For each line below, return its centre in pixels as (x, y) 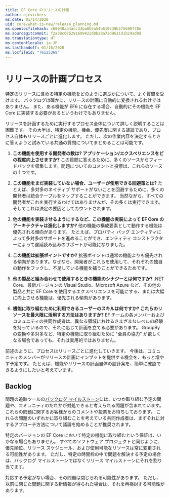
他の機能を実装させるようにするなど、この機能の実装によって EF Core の (88, 219)
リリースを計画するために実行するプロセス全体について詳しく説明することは (85, 124)
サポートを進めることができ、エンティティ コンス (94, 238)
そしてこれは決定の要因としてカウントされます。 (63, 209)
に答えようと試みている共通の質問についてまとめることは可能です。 (76, 143)
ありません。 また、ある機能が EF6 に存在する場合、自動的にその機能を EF (83, 106)
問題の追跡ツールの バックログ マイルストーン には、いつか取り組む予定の (81, 399)
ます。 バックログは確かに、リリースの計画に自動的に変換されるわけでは (85, 100)
